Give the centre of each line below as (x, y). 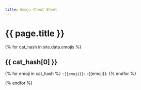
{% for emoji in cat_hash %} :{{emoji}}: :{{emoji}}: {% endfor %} (71, 74)
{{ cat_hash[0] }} (31, 62)
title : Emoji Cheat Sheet (31, 9)
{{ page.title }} (35, 33)
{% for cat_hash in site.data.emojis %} (43, 47)
